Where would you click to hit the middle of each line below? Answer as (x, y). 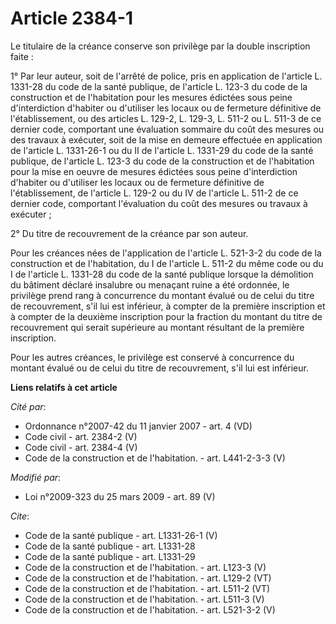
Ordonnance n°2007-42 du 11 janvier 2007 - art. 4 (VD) (138, 426)
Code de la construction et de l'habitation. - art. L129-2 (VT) (148, 578)
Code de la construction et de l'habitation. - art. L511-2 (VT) (147, 588)
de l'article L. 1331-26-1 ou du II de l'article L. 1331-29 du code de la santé (162, 150)
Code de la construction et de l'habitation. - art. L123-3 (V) (145, 567)
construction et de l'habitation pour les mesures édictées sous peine (151, 97)
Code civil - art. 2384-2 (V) (81, 436)
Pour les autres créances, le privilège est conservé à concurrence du (152, 357)
